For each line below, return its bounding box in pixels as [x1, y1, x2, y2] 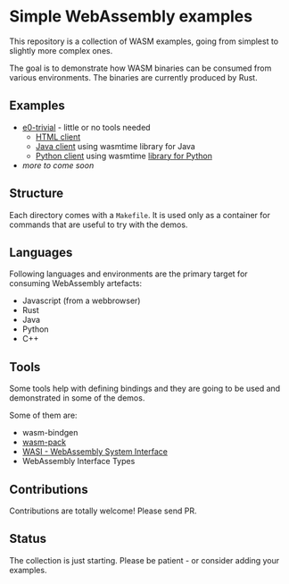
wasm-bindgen [21, 427, 78, 438]
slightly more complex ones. [9, 45, 113, 55]
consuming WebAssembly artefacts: [9, 278, 143, 289]
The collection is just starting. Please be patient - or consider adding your [9, 554, 280, 565]
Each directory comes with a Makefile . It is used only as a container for [9, 209, 270, 220]
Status [9, 531, 47, 546]
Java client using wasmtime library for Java [35, 140, 196, 151]
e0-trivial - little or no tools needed [21, 122, 151, 132]
